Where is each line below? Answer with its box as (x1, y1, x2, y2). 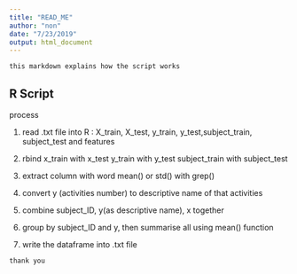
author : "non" (9, 21, 62, 30)
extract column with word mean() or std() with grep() (21, 170, 215, 182)
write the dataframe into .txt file (21, 239, 137, 250)
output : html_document (9, 37, 93, 47)
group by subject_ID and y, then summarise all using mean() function (21, 223, 274, 233)
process (9, 110, 39, 121)
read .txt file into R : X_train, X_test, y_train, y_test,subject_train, (21, 127, 253, 137)
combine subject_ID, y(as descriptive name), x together (21, 205, 224, 215)
